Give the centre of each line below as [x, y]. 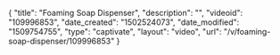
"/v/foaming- [247, 31]
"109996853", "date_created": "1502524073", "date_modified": [124, 22]
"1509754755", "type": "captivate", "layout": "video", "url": [115, 31]
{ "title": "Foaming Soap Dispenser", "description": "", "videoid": [126, 13]
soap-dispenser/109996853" [62, 41]
